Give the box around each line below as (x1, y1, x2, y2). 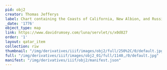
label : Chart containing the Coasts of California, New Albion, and (5, 16, 150, 21)
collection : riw (5, 44, 39, 49)
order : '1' (5, 35, 28, 40)
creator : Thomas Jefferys (5, 12, 59, 17)
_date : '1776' (5, 21, 35, 26)
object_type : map (5, 26, 41, 31)
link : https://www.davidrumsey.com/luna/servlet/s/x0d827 (5, 30, 128, 35)
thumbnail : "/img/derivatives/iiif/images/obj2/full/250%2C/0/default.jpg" (5, 48, 166, 53)
